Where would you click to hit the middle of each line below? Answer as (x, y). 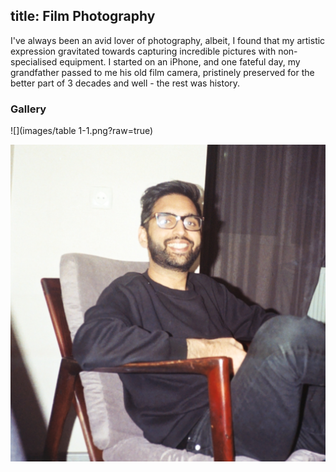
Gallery (28, 109)
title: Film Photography (83, 16)
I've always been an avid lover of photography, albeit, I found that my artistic (168, 40)
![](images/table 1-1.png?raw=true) (82, 131)
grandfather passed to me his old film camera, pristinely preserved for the (162, 72)
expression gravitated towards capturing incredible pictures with (143, 51)
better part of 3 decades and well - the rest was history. (125, 83)
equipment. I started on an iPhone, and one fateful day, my (180, 61)
